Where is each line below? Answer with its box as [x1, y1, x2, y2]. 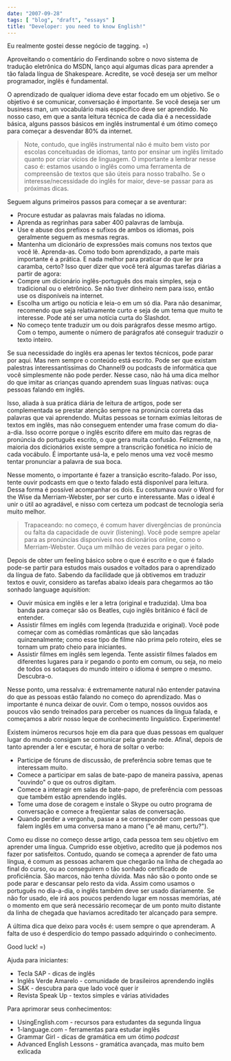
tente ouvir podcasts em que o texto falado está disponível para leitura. [7, 478, 209, 487]
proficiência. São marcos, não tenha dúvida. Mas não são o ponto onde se [7, 872, 218, 880]
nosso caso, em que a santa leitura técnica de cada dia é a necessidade [7, 112, 212, 121]
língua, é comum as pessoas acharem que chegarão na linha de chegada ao [7, 858, 223, 866]
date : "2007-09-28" [7, 10, 63, 17]
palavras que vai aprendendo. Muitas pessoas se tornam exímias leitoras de [7, 414, 222, 422]
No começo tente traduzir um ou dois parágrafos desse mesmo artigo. [16, 321, 217, 330]
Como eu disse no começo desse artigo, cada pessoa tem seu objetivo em [7, 836, 219, 844]
